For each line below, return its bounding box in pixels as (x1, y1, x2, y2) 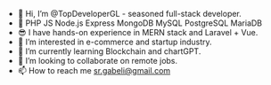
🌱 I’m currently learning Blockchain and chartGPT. (17, 46, 201, 57)
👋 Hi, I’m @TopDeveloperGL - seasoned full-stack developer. (17, 9, 242, 19)
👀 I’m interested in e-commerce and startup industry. (17, 36, 212, 47)
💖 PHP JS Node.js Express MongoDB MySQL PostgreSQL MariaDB (17, 18, 263, 28)
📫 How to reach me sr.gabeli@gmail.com (17, 66, 171, 75)
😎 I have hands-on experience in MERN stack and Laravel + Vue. (17, 27, 259, 37)
